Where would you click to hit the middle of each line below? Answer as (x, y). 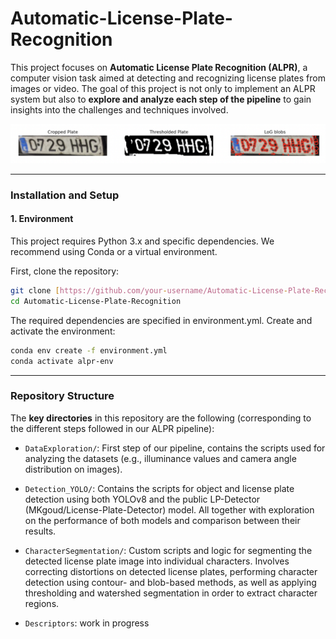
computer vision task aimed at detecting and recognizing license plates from (168, 78)
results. (40, 531)
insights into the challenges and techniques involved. (119, 109)
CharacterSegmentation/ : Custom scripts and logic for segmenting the (168, 550)
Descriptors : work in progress (87, 623)
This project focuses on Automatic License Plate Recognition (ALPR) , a (159, 67)
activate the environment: (63, 331)
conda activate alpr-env (62, 361)
